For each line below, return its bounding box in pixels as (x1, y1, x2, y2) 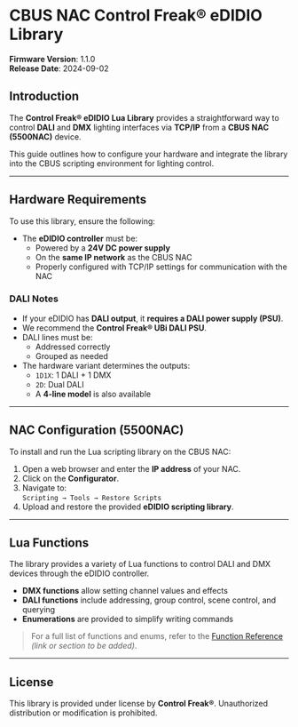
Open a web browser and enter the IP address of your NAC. (21, 463, 241, 474)
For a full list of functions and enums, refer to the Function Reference (30, 631, 284, 642)
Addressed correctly (35, 341, 111, 352)
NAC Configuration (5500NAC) (9, 423, 184, 438)
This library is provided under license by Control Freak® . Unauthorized (9, 699, 269, 709)
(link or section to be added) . (30, 641, 137, 651)
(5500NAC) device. (9, 131, 82, 142)
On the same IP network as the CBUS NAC (35, 252, 192, 262)
